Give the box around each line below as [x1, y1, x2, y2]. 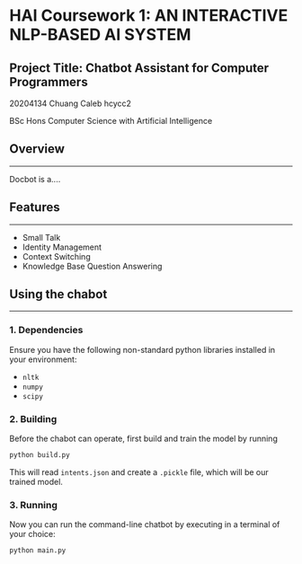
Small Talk [22, 232, 61, 242]
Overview [9, 141, 66, 157]
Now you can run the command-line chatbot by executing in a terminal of [9, 519, 280, 530]
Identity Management [22, 242, 102, 252]
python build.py [9, 451, 70, 460]
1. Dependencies [9, 324, 84, 337]
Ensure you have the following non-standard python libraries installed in [9, 344, 276, 355]
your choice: [9, 529, 56, 540]
